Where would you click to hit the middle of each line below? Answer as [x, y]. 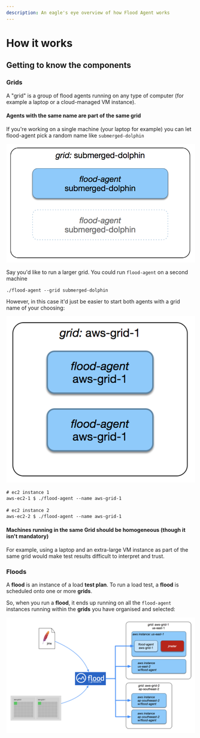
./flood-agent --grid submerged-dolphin [57, 290]
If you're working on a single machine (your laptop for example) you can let [99, 129]
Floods [16, 572]
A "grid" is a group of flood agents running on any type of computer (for [95, 96]
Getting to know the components [69, 65]
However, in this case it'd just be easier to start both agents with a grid [93, 301]
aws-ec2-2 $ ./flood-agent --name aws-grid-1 [64, 517]
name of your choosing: [36, 308]
